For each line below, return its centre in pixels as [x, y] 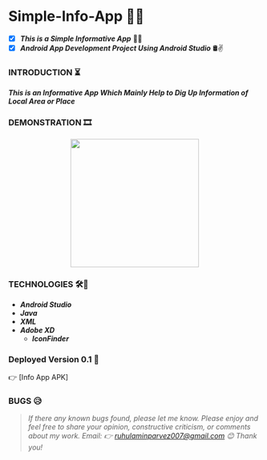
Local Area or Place [42, 101]
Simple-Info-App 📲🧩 [77, 16]
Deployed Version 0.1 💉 [54, 359]
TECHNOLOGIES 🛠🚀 [49, 284]
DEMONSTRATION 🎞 [50, 123]
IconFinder [51, 338]
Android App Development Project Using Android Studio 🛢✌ [121, 48]
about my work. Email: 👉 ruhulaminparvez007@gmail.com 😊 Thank [142, 436]
